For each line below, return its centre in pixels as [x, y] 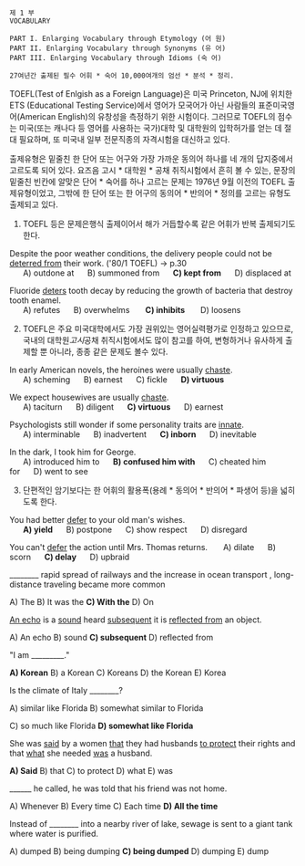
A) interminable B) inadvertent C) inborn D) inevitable [139, 434]
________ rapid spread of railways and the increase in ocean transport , [141, 574]
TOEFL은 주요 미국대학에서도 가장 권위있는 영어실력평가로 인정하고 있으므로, [158, 329]
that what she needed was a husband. [81, 753]
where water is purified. [54, 834]
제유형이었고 [32, 193]
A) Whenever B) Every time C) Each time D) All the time [114, 806]
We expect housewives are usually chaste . [89, 397]
